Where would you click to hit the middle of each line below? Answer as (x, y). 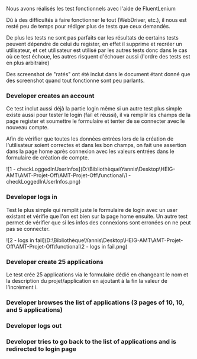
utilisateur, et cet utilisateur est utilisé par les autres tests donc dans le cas (97, 50)
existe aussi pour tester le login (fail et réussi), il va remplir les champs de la (98, 115)
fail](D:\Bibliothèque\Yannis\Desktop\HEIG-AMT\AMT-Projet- (109, 240)
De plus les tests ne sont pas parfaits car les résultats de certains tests (92, 37)
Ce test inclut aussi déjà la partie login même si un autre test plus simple (94, 109)
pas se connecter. (28, 229)
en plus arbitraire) (28, 63)
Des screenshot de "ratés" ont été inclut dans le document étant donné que (98, 74)
